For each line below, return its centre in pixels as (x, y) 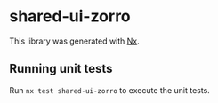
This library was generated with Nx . (74, 41)
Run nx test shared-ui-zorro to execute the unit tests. (110, 90)
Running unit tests (61, 69)
